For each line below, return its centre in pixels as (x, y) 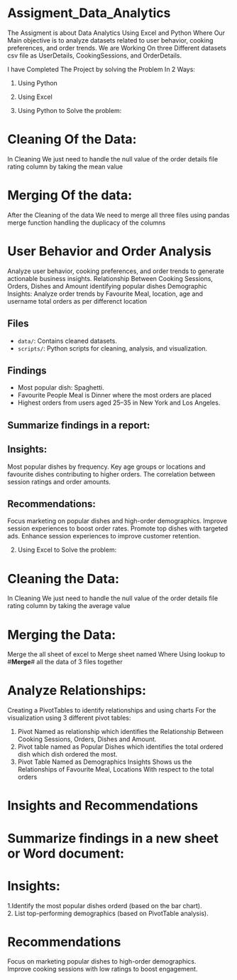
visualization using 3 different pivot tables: (69, 718)
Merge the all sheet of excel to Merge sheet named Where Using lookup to (116, 654)
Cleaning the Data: (63, 579)
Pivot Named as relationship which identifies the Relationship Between (120, 732)
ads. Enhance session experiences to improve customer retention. (104, 536)
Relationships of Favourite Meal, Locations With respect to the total (116, 769)
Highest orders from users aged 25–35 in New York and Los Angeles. (119, 403)
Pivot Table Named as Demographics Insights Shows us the (105, 762)
